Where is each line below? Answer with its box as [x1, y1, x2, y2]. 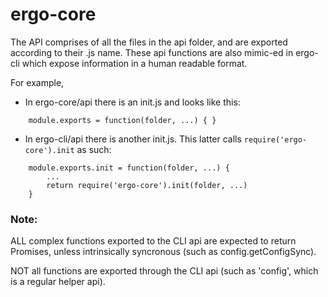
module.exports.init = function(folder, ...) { [28, 163, 230, 173]
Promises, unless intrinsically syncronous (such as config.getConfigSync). [10, 246, 317, 258]
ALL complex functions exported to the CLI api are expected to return [10, 235, 297, 247]
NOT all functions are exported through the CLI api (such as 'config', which [10, 265, 319, 277]
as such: [76, 143, 112, 155]
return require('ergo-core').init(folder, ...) [46, 180, 248, 190]
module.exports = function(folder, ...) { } [28, 115, 217, 125]
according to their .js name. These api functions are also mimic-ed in [10, 46, 294, 58]
